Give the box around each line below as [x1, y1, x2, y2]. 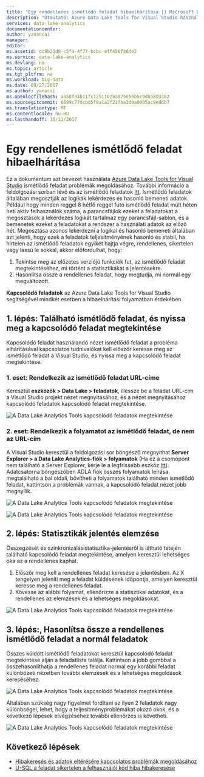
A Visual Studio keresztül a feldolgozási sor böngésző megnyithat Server [6, 448, 189, 456]
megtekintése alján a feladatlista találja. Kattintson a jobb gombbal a [6, 657, 176, 664]
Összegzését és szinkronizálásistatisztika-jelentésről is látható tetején [6, 544, 181, 552]
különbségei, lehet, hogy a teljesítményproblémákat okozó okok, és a [6, 706, 179, 713]
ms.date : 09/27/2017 [6, 83, 59, 89]
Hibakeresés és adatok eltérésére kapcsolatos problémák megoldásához [15, 758, 197, 765]
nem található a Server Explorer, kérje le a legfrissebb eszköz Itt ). [6, 461, 169, 468]
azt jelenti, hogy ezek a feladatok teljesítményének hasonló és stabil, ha [6, 233, 185, 241]
